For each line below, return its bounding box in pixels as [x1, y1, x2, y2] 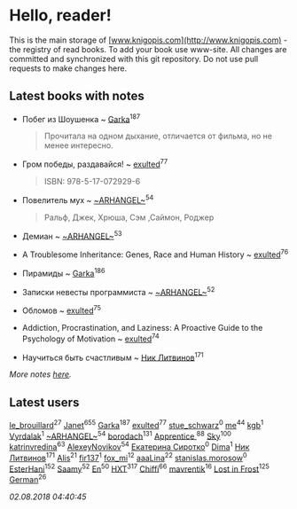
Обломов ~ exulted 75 [21, 303, 102, 316]
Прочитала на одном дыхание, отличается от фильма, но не [43, 130, 273, 142]
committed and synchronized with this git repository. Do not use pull [9, 53, 259, 64]
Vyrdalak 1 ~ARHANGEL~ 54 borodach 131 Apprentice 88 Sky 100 [9, 429, 232, 442]
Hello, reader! [9, 5, 113, 26]
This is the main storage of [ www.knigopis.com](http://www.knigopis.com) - [9, 35, 288, 45]
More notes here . [9, 369, 73, 380]
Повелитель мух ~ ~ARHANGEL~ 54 [21, 193, 154, 205]
